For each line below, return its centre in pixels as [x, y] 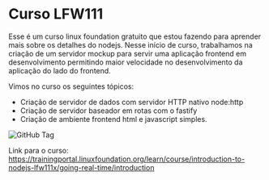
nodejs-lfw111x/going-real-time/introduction [81, 167]
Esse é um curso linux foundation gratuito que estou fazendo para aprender [135, 36]
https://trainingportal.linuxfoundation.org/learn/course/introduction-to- [127, 159]
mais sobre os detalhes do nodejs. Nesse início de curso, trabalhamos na [130, 44]
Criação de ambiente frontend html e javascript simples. [114, 119]
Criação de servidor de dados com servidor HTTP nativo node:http [132, 102]
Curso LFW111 [56, 14]
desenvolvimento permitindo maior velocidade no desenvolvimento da [126, 62]
